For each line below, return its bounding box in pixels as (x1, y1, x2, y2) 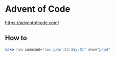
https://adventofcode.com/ (5, 20, 60, 26)
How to (5, 34, 27, 42)
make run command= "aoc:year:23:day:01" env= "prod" (5, 47, 111, 52)
